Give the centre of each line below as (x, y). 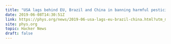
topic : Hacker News (26, 29)
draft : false (19, 33)
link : (11, 19)
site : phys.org (21, 24)
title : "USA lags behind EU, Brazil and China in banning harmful (77, 10)
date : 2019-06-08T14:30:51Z (35, 15)
